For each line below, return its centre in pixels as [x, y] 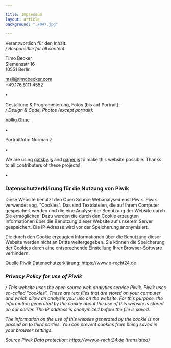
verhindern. [17, 253]
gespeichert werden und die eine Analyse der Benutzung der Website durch [85, 210]
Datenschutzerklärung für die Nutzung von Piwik [67, 189]
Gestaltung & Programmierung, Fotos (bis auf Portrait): [63, 105]
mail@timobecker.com [29, 79]
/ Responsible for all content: [36, 49]
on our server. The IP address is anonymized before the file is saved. [78, 309]
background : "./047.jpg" [32, 24]
